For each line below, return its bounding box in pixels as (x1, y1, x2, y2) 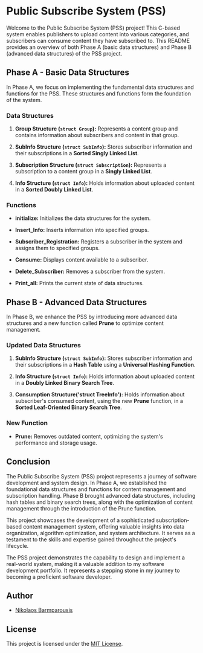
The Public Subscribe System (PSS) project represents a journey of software (6, 472, 197, 480)
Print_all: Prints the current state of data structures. (14, 280, 144, 287)
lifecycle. (6, 542, 29, 549)
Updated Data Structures (6, 341, 82, 350)
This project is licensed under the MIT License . (6, 640, 123, 648)
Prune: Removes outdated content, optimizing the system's (14, 433, 163, 440)
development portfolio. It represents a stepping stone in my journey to (6, 567, 180, 574)
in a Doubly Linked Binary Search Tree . (14, 379, 115, 387)
